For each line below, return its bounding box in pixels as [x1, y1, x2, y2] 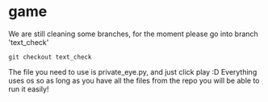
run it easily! [8, 84, 49, 94]
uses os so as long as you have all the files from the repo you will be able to [8, 75, 260, 85]
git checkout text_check [8, 53, 92, 61]
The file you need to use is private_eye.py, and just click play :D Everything [8, 67, 258, 76]
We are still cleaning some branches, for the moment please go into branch [8, 29, 258, 39]
